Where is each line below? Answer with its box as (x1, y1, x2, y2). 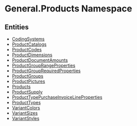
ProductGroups (11, 73, 43, 79)
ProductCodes (11, 47, 42, 52)
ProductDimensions (11, 52, 53, 58)
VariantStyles (11, 116, 39, 121)
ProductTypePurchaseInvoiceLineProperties (11, 94, 103, 100)
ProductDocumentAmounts (11, 57, 68, 63)
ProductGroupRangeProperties (11, 63, 76, 68)
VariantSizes (11, 110, 38, 116)
